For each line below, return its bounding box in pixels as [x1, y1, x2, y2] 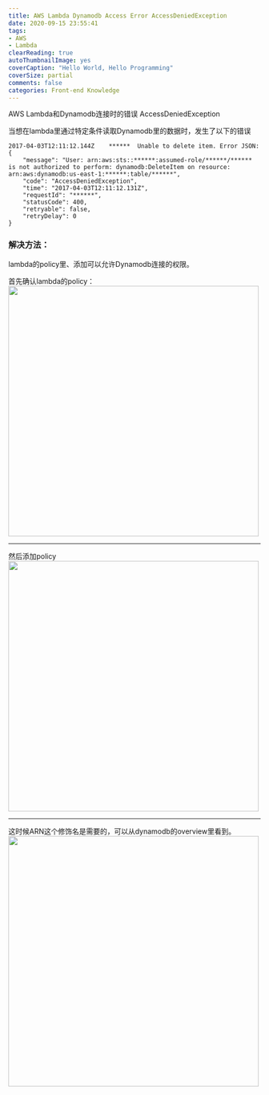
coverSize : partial [8, 71, 74, 79]
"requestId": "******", [22, 192, 102, 200]
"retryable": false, [22, 205, 91, 213]
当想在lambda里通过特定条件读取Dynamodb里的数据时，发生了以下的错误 [8, 126, 251, 136]
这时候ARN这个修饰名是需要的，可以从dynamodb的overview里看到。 [8, 826, 236, 836]
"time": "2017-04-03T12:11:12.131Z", [22, 184, 149, 192]
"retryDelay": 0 [22, 212, 78, 220]
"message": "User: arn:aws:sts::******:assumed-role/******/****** [22, 156, 252, 164]
